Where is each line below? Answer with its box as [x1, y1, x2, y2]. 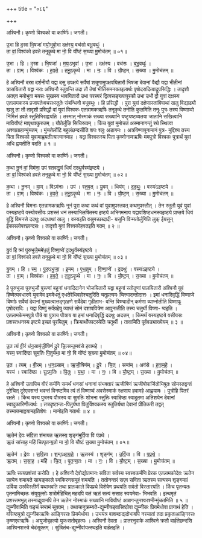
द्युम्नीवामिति [6, 504, 28, 510]
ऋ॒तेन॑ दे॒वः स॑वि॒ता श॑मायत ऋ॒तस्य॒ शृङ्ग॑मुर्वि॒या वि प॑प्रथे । [6, 432, 110, 439]
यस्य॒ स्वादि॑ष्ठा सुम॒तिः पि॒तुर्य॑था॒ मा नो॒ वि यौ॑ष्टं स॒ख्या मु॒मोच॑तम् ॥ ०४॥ [6, 349, 132, 356]
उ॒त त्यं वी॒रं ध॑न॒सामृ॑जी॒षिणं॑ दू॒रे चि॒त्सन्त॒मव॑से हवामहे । [6, 343, 103, 349]
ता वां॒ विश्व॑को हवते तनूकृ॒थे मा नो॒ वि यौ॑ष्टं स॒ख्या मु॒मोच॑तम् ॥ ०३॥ [6, 253, 127, 261]
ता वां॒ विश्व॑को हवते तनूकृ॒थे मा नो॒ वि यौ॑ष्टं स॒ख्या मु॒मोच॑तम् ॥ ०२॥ [6, 171, 127, 178]
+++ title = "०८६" [6, 5, 48, 12]
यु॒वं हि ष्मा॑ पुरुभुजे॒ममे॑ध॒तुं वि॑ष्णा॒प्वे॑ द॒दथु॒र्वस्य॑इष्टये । [6, 247, 98, 253]
